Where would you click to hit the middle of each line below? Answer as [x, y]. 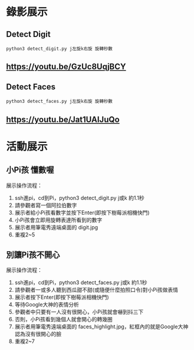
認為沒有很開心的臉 [38, 334]
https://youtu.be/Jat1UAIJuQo [63, 119]
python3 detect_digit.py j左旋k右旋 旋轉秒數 [60, 49]
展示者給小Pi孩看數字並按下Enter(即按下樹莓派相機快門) [82, 212]
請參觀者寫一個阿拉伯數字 [46, 205]
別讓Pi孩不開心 [33, 254]
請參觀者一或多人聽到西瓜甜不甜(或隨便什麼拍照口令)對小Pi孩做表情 [96, 290]
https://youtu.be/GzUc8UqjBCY [66, 67]
